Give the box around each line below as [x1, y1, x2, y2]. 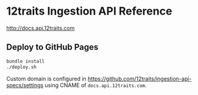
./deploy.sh [6, 64, 37, 70]
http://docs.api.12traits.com [6, 24, 75, 32]
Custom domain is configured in [6, 75, 87, 82]
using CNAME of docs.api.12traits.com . [44, 81, 147, 89]
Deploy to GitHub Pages [6, 42, 99, 52]
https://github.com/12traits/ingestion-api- [87, 75, 192, 82]
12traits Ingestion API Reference [6, 4, 172, 18]
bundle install [6, 58, 45, 65]
